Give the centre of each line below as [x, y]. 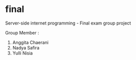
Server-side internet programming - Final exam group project [68, 23]
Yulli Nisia [22, 53]
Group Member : [22, 32]
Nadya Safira [26, 47]
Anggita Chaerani [30, 42]
